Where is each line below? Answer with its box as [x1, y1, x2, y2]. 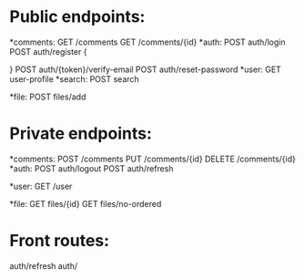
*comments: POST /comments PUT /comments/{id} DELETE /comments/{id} [9, 153, 296, 164]
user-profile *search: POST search [9, 73, 139, 84]
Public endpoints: [9, 6, 146, 27]
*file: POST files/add [9, 91, 86, 102]
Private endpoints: [9, 123, 153, 144]
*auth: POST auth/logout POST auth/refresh [9, 162, 174, 174]
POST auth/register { [9, 46, 87, 57]
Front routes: [9, 231, 110, 252]
